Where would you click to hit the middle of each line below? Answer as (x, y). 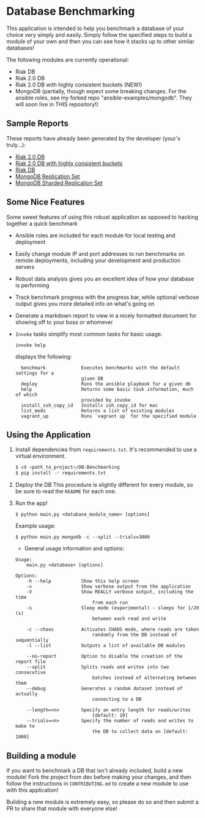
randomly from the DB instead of (135, 635)
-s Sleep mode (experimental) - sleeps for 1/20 (113, 608)
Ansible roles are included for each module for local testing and (95, 235)
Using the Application (49, 435)
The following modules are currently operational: (68, 60)
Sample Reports (37, 124)
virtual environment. (40, 456)
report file (30, 662)
